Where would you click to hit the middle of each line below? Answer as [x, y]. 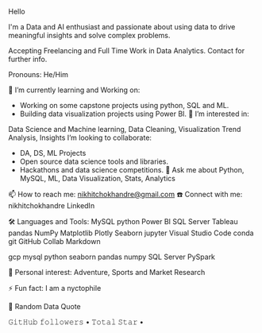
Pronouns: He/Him [39, 74]
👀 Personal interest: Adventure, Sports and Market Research [107, 272]
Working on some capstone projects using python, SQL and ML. [124, 105]
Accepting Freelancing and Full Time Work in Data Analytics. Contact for [126, 50]
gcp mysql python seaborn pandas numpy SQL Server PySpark [112, 257]
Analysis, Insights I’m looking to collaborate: [80, 137]
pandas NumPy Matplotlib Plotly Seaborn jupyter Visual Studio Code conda [131, 233]
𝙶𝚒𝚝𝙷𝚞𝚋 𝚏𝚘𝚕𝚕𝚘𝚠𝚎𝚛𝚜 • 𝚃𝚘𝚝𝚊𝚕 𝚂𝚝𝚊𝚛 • [76, 322]
